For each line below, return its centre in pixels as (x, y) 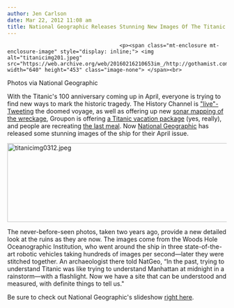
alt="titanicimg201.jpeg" (45, 58)
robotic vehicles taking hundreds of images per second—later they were (120, 254)
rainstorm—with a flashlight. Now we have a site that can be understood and (117, 277)
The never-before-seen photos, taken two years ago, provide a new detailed (117, 232)
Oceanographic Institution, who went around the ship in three (95, 247)
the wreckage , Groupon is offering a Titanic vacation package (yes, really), (115, 118)
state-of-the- (203, 247)
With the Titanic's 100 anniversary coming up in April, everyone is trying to (114, 97)
